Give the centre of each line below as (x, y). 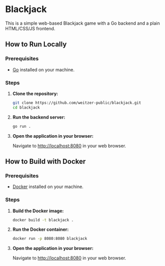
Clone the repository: (35, 94)
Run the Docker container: (40, 229)
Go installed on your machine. (43, 69)
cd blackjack (26, 107)
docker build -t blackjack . (43, 220)
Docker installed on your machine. (48, 187)
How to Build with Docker (46, 161)
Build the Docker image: (38, 211)
